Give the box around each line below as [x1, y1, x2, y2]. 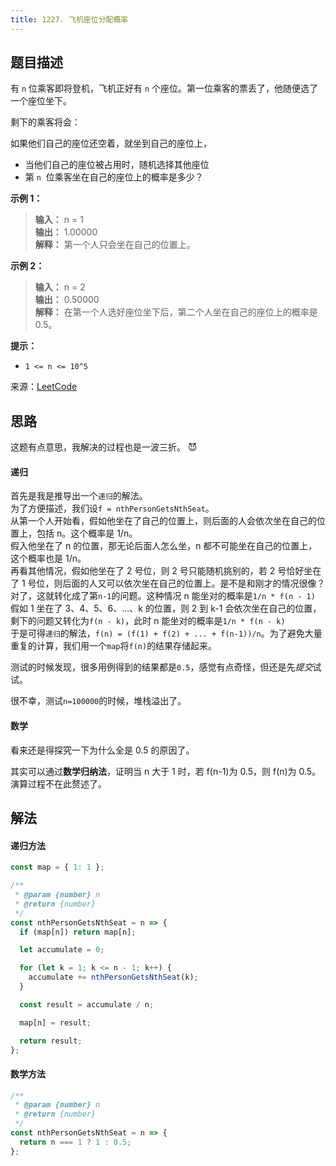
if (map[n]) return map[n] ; [19, 927, 137, 937]
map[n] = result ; [19, 1017, 92, 1028]
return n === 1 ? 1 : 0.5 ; [19, 1137, 132, 1147]
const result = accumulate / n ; [19, 999, 155, 1010]
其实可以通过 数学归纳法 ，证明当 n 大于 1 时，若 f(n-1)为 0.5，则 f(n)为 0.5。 [10, 765, 322, 777]
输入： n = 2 [34, 281, 86, 293]
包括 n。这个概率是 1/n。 [36, 527, 138, 540]
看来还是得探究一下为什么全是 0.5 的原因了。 [10, 744, 195, 756]
